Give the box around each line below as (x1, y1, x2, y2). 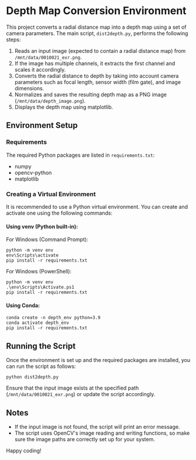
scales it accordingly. (14, 66, 66, 73)
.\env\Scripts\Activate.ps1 (6, 285, 75, 290)
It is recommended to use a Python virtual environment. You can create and (6, 203, 188, 210)
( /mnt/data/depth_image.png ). (14, 97, 86, 104)
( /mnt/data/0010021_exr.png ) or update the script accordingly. (6, 391, 156, 398)
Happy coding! (6, 447, 42, 454)
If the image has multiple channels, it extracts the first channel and (14, 60, 176, 67)
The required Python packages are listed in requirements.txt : (6, 151, 155, 158)
